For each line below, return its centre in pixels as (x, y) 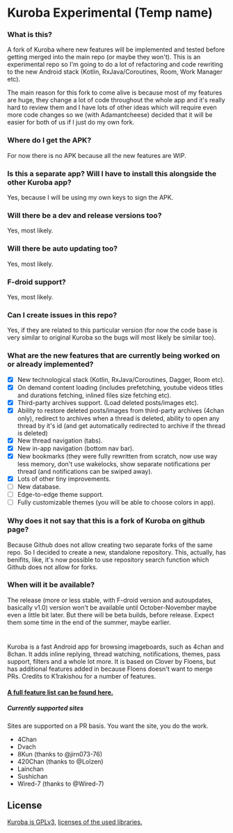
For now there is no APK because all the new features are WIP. (97, 155)
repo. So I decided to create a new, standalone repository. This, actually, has (116, 552)
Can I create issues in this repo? (62, 315)
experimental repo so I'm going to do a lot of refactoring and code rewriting (115, 65)
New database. (39, 487)
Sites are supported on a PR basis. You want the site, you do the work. (108, 726)
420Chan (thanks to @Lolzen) (60, 761)
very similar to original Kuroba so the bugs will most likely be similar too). (112, 338)
